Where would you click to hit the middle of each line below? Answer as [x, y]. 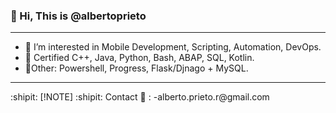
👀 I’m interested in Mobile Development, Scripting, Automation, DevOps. [173, 47]
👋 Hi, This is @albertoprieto [78, 16]
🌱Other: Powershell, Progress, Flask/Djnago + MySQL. [136, 68]
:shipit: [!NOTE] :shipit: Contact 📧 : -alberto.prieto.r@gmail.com [140, 97]
